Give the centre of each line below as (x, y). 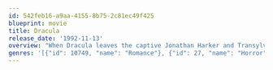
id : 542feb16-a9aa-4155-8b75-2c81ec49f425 (81, 16)
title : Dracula (34, 31)
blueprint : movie (38, 23)
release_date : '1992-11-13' (56, 38)
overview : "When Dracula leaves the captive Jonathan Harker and (121, 46)
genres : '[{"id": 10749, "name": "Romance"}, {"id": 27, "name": (121, 53)
